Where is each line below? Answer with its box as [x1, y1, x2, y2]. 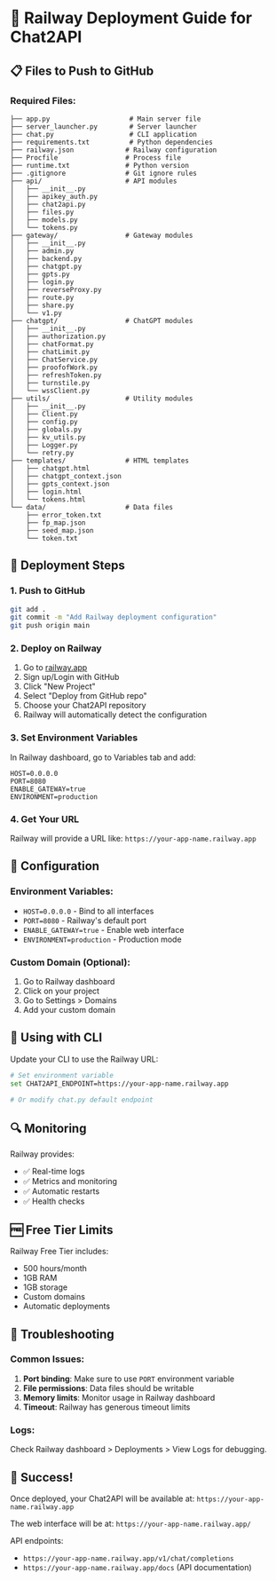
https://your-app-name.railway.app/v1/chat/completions [22, 1553, 234, 1563]
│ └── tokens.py [10, 223, 78, 232]
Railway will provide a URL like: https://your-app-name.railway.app [10, 834, 256, 844]
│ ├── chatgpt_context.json [10, 471, 122, 480]
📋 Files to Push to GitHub [10, 63, 154, 78]
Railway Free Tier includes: [10, 1246, 109, 1257]
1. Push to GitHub [10, 585, 86, 597]
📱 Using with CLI [10, 1030, 103, 1046]
